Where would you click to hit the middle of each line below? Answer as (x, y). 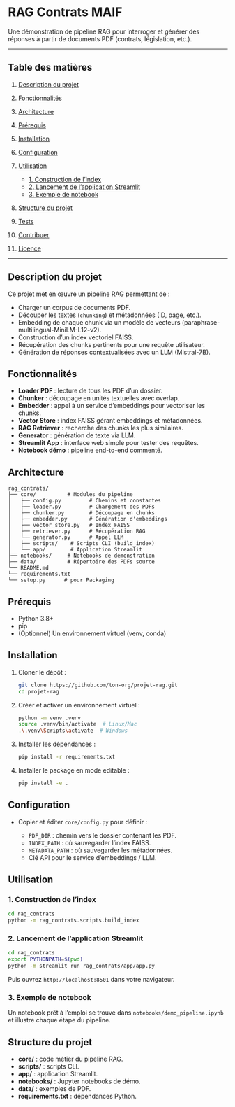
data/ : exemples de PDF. (54, 1089)
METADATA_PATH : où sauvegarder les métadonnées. (100, 850)
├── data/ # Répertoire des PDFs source (82, 562)
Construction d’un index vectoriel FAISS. (76, 337)
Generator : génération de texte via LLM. (77, 435)
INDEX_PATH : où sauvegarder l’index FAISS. (90, 842)
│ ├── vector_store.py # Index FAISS (69, 526)
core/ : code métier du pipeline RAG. (70, 1059)
